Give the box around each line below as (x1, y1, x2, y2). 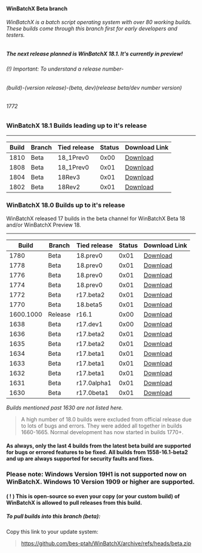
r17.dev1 (76, 320, 103, 328)
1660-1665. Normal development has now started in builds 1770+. (20, 428, 184, 435)
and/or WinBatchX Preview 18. (6, 221, 81, 229)
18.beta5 (76, 300, 103, 309)
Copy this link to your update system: (6, 528, 99, 535)
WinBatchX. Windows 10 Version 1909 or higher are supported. (6, 478, 195, 486)
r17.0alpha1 (76, 379, 112, 387)
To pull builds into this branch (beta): (6, 513, 101, 520)
